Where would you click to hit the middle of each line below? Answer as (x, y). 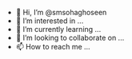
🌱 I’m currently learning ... (58, 29)
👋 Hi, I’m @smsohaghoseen (61, 12)
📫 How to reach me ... (53, 47)
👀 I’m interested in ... (50, 21)
